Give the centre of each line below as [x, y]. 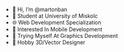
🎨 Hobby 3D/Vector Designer [49, 42]
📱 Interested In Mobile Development [57, 29]
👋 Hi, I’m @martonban [40, 9]
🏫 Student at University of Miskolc [55, 16]
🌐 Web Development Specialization [57, 22]
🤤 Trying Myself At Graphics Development [65, 36]
